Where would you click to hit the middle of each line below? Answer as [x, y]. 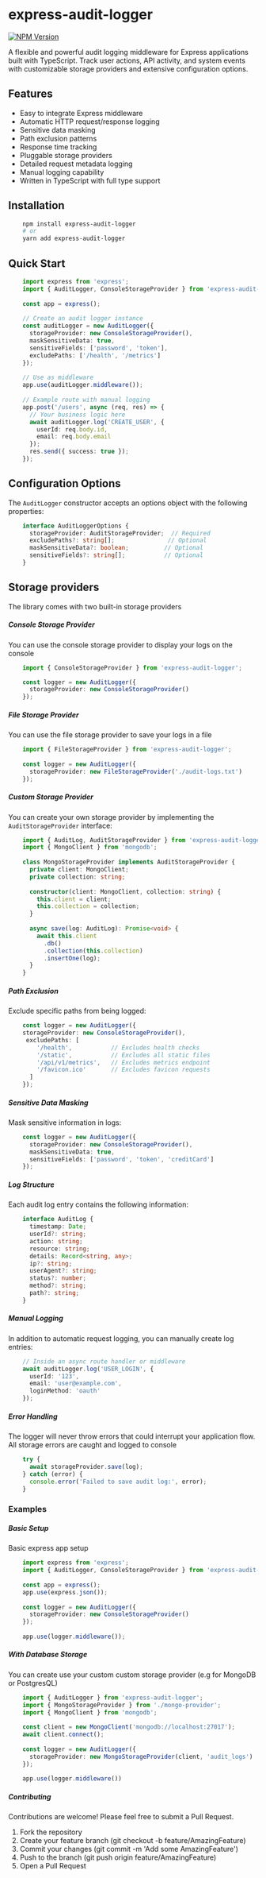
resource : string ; [59, 1249]
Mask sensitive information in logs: [65, 1123]
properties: [26, 511]
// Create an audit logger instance [83, 319]
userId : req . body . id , [72, 429]
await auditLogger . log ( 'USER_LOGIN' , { [88, 1369]
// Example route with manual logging [86, 400]
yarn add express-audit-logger [74, 239]
